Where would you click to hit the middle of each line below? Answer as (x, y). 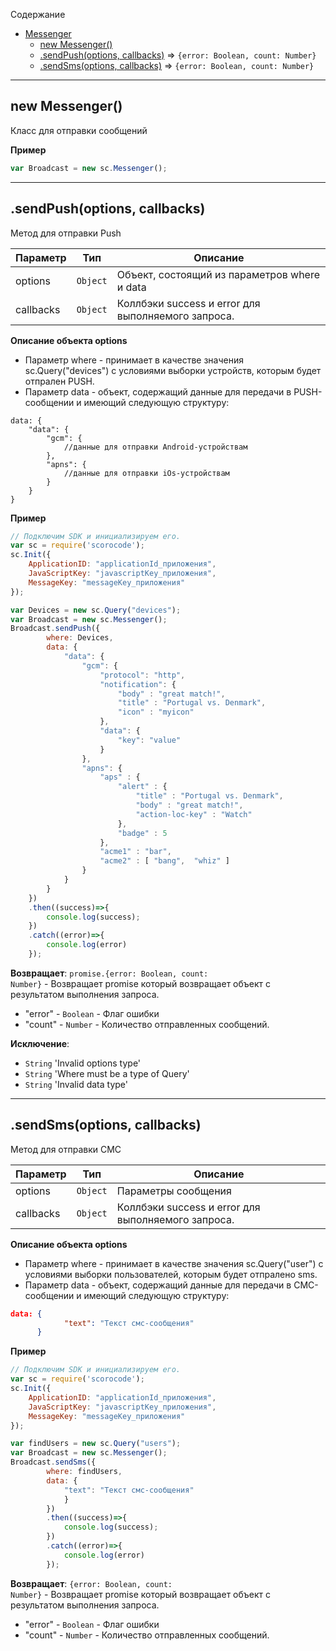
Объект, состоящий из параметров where (218, 274)
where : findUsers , (84, 1472)
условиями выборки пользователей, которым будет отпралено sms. (171, 1274)
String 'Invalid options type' (83, 1063)
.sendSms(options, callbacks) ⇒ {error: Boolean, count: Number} (177, 65)
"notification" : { (138, 684)
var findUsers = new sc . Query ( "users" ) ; (96, 1444)
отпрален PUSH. (59, 381)
